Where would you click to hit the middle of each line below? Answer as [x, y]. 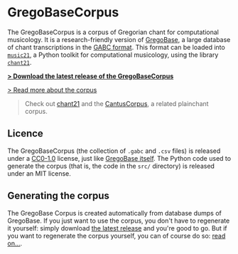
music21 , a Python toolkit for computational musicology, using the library [113, 55]
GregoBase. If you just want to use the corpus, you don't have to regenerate [119, 221]
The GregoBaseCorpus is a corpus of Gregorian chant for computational [113, 32]
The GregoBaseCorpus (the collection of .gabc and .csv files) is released [114, 151]
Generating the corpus [59, 196]
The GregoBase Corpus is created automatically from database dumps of [115, 213]
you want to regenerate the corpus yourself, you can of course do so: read [117, 236]
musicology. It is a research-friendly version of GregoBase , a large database [119, 39]
